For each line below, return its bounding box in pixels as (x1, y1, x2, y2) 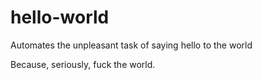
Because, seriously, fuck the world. (10, 58, 156, 70)
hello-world (10, 6, 110, 29)
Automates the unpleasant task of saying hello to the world (10, 39, 253, 51)
